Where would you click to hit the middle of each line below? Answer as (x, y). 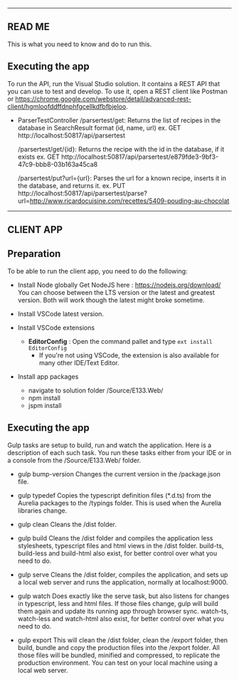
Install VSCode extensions (56, 328)
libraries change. (42, 511)
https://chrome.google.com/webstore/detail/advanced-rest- (103, 99)
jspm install (45, 405)
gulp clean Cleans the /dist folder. (67, 524)
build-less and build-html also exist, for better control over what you (117, 553)
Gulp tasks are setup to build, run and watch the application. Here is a (110, 445)
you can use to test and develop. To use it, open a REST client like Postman (117, 91)
